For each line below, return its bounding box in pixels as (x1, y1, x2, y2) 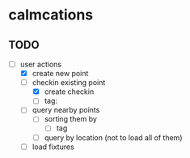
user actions (19, 59, 62, 69)
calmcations (8, 6, 94, 24)
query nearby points (32, 105, 100, 115)
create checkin (44, 87, 95, 96)
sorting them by (44, 114, 97, 124)
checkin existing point (32, 78, 106, 88)
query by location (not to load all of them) (44, 132, 183, 143)
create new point (32, 69, 89, 79)
